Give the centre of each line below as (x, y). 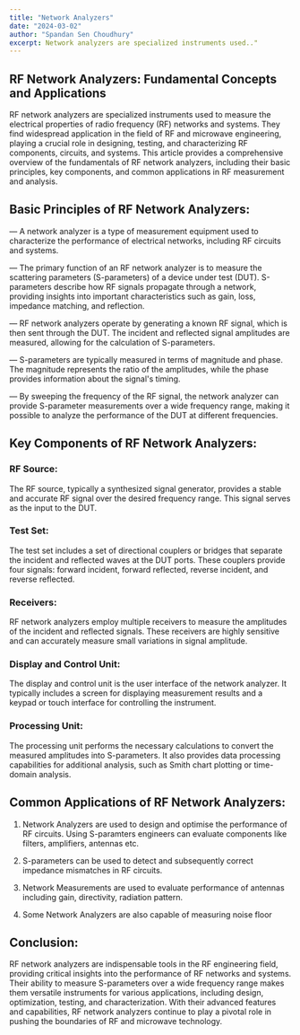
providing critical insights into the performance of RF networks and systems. (150, 974)
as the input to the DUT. (53, 507)
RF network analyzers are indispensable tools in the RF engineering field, (144, 964)
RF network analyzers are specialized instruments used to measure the (140, 115)
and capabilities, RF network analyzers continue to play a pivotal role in (140, 1012)
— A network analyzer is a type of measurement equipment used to (134, 231)
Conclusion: (44, 942)
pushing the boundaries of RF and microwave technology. (116, 1022)
